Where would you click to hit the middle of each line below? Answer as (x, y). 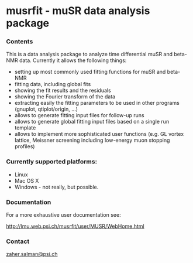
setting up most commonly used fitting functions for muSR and (90, 72)
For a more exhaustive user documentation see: (63, 215)
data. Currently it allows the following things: (73, 60)
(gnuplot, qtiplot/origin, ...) (46, 109)
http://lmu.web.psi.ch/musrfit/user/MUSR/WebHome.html (75, 226)
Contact (18, 241)
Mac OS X (27, 180)
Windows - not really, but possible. (56, 187)
